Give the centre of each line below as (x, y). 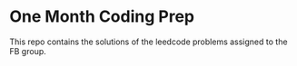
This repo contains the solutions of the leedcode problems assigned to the (148, 42)
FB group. (28, 51)
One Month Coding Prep (102, 17)
